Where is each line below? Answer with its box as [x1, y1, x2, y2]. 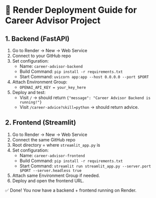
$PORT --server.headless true [19, 168, 82, 173]
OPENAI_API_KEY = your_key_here [19, 85, 86, 90]
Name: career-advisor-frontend [19, 152, 85, 158]
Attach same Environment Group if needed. [12, 172, 100, 178]
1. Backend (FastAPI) [5, 34, 70, 43]
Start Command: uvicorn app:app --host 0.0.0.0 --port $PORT [19, 74, 149, 79]
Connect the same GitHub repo [12, 136, 75, 142]
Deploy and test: [12, 90, 46, 95]
